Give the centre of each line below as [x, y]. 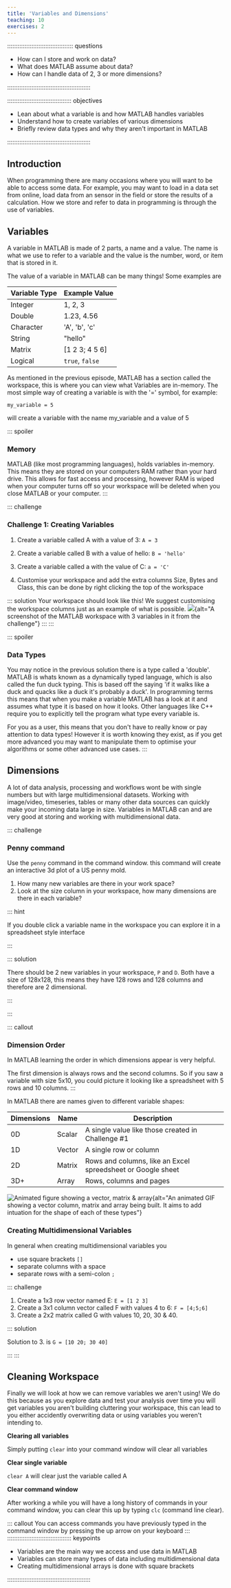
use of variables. [31, 210]
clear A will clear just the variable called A [67, 1476]
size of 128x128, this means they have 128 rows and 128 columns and [105, 980]
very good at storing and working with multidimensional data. [94, 816]
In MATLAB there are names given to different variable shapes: [96, 1102]
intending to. [25, 1422]
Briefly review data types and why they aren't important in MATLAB [112, 129]
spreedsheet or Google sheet [132, 1170]
